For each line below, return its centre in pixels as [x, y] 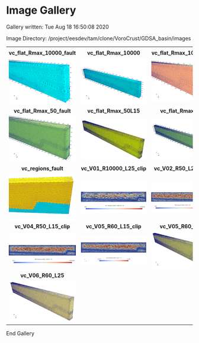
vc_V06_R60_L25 [42, 275]
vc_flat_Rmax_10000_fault [42, 53]
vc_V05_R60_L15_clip [113, 226]
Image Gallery [41, 10]
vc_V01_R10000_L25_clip [114, 169]
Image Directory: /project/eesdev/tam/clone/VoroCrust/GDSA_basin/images [99, 38]
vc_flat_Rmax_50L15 [114, 111]
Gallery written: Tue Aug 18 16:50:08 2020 [58, 27]
